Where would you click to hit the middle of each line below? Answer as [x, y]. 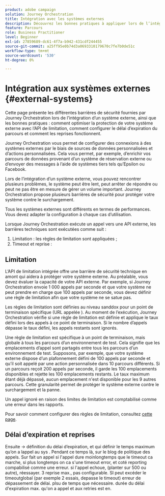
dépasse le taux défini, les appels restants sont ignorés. [61, 328]
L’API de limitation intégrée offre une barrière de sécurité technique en [76, 271]
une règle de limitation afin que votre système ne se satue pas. [69, 297]
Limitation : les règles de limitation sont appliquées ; [65, 239]
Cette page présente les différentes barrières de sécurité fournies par [76, 113]
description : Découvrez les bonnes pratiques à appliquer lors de [74, 23]
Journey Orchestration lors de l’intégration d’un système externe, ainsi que [81, 118]
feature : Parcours [24, 28]
